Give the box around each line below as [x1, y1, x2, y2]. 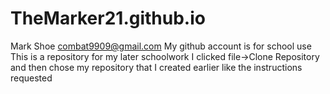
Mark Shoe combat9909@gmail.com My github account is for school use [10, 40, 312, 52]
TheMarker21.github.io [10, 7, 206, 30]
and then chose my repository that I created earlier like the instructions [10, 61, 303, 73]
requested [10, 72, 53, 84]
